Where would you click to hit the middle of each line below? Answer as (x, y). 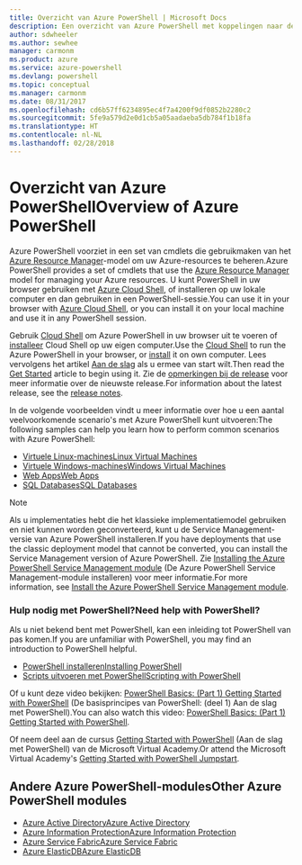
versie (21, 539)
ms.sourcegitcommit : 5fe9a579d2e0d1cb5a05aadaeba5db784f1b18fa (130, 118)
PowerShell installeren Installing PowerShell (102, 666)
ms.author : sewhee (44, 43)
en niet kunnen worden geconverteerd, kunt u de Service (115, 529)
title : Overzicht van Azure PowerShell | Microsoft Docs (118, 18)
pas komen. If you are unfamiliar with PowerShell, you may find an (130, 639)
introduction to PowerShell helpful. (73, 648)
